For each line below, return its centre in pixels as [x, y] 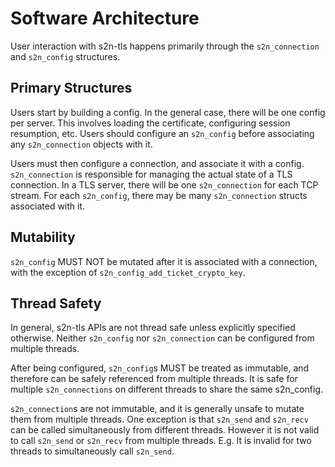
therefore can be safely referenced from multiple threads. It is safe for [154, 379]
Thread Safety [56, 303]
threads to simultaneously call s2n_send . [92, 451]
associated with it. [48, 206]
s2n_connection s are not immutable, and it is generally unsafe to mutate [157, 409]
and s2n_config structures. [65, 56]
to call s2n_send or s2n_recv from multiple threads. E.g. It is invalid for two [161, 441]
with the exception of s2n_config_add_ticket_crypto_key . [128, 272]
